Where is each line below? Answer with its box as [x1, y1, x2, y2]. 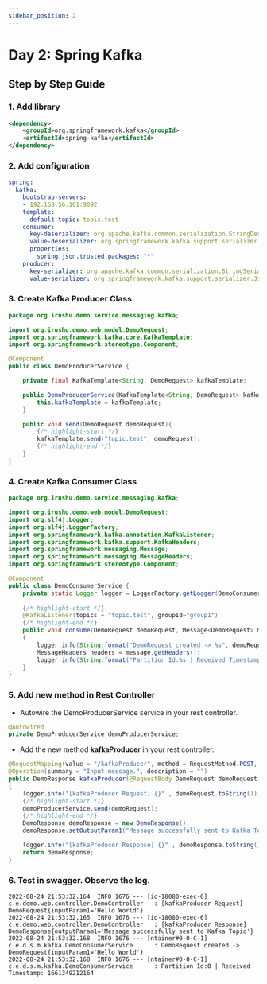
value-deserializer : [29, 238, 98, 246]
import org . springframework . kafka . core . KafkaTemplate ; [8, 333, 194, 341]
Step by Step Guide [8, 77, 106, 91]
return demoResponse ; [22, 848, 94, 856]
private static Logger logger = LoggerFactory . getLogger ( [22, 589, 219, 597]
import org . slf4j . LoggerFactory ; [8, 523, 119, 531]
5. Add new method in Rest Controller [8, 690, 156, 701]
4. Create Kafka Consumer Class [8, 476, 137, 487]
